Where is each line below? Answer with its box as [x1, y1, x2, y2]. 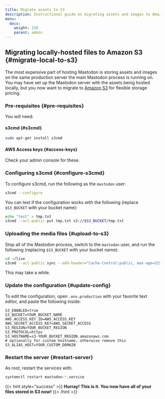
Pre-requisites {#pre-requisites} [5, 102, 84, 109]
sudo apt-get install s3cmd [5, 136, 63, 141]
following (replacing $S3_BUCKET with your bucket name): [5, 247, 119, 253]
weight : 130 [14, 26, 38, 31]
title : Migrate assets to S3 [5, 7, 65, 12]
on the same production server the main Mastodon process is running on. [5, 74, 154, 80]
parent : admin [14, 30, 43, 35]
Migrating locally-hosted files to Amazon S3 [5, 48, 143, 57]
